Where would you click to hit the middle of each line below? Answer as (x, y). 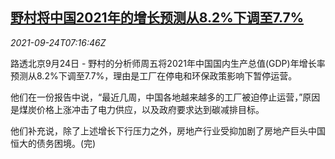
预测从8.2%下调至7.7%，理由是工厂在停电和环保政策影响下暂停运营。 (154, 75)
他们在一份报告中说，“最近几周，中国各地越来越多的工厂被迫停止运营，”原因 (165, 97)
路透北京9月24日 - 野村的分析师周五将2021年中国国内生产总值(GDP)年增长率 (168, 63)
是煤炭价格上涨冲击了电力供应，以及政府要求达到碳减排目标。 (137, 109)
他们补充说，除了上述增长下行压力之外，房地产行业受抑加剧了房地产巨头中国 (168, 130)
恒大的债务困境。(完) (53, 143)
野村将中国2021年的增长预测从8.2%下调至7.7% (157, 18)
